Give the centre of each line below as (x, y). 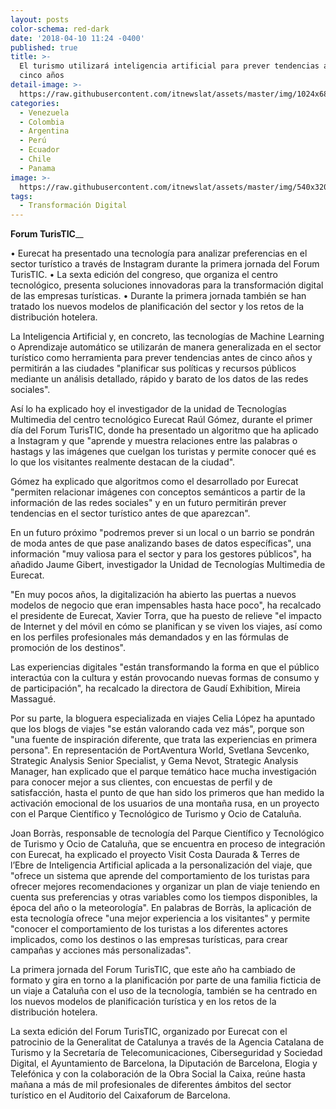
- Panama (37, 168)
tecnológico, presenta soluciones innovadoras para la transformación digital (167, 285)
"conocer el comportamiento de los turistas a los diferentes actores (149, 929)
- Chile (35, 159)
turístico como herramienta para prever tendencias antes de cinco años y (161, 358)
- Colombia (42, 122)
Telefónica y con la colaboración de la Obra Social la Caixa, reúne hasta (158, 1074)
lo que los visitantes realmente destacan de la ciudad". (123, 462)
